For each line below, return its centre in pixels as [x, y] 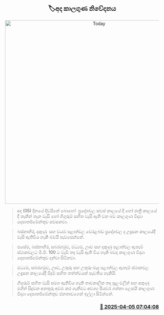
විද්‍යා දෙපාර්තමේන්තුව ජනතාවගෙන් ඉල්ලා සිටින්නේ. [65, 293]
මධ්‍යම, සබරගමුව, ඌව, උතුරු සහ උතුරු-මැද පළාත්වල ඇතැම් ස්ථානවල [83, 267]
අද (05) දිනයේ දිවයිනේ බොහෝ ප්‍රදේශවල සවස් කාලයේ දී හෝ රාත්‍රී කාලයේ [87, 210]
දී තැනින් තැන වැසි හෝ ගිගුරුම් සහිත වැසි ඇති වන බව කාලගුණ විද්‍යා [80, 216]
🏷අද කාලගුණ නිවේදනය [82, 9]
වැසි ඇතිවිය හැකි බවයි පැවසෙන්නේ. [51, 237]
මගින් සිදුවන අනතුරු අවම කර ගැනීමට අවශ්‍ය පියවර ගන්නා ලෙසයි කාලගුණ [86, 288]
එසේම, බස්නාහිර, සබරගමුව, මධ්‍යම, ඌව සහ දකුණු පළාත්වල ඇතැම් [80, 247]
